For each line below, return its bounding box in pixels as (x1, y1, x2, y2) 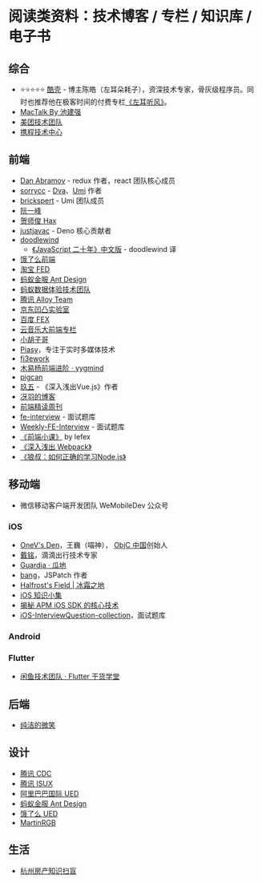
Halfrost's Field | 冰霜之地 (19, 580, 105, 589)
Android (8, 630, 41, 642)
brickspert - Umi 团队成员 (19, 196, 105, 205)
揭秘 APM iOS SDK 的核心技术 (19, 600, 119, 610)
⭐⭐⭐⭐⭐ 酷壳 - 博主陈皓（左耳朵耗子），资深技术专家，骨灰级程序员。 (19, 85, 248, 94)
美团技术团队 (19, 117, 62, 127)
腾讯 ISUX (19, 779, 54, 788)
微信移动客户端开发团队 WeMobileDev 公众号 (19, 500, 169, 510)
